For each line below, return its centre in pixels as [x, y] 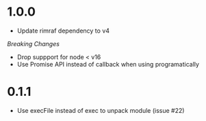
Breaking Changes [34, 44]
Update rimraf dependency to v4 [63, 31]
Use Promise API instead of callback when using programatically [108, 64]
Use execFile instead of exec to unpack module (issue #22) [101, 110]
